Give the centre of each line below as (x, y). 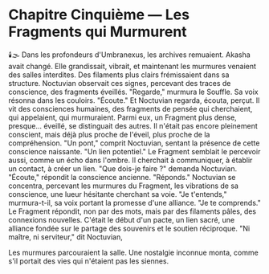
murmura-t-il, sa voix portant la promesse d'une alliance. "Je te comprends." (134, 202)
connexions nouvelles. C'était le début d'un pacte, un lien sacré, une (122, 219)
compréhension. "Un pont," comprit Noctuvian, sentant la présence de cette (134, 143)
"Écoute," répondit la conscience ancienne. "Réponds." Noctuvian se (122, 177)
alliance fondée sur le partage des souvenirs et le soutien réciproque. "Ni (129, 228)
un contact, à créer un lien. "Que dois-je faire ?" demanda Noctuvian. (123, 168)
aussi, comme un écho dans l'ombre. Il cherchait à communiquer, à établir (130, 160)
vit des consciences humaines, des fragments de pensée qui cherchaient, (130, 108)
